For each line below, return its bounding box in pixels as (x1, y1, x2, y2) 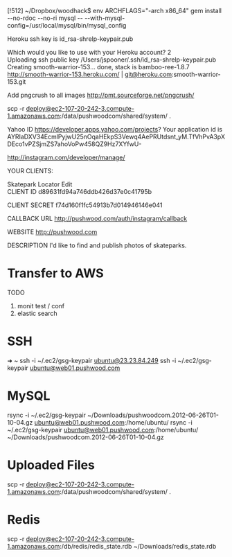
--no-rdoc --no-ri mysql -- (7, 14, 83, 22)
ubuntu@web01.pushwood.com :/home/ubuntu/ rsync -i (34, 418, 193, 426)
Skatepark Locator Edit (7, 180, 73, 188)
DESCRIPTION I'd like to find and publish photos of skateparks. (7, 241, 187, 249)
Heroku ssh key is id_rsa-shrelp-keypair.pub (7, 35, 134, 43)
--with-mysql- (84, 14, 125, 22)
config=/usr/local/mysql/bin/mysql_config (7, 21, 127, 29)
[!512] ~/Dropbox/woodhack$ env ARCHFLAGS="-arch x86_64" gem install (7, 7, 222, 15)
